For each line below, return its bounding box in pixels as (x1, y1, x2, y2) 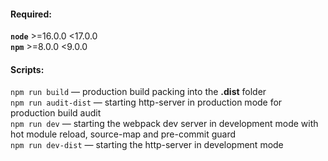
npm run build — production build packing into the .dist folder (10, 86, 267, 98)
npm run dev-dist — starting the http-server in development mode (10, 139, 284, 151)
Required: (10, 8, 52, 20)
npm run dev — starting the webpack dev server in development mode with (10, 118, 319, 130)
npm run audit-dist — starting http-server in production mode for (10, 96, 283, 109)
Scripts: (10, 63, 45, 75)
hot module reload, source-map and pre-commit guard (10, 128, 237, 140)
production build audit (10, 107, 102, 119)
